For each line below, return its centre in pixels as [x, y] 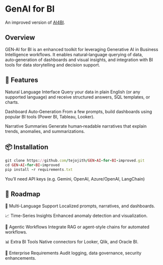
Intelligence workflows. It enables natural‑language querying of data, [74, 54]
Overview [20, 38]
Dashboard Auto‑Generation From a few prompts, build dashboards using [79, 111]
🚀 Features [22, 80]
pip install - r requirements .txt [39, 170]
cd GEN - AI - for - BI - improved [32, 165]
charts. [12, 102]
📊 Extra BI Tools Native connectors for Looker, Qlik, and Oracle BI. [72, 242]
